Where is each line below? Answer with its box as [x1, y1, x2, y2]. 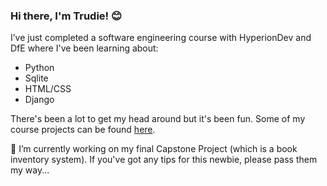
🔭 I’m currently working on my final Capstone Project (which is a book [10, 143, 298, 155]
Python [24, 62, 55, 74]
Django [24, 94, 55, 106]
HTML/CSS [24, 83, 72, 95]
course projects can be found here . [10, 124, 156, 136]
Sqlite [24, 72, 49, 84]
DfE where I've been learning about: [10, 42, 159, 54]
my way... [10, 164, 50, 176]
